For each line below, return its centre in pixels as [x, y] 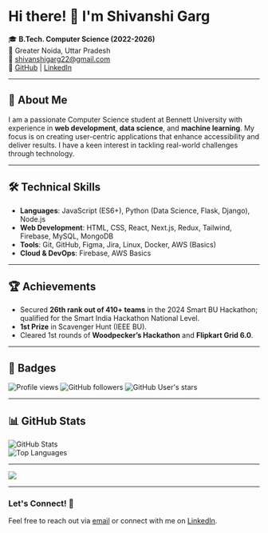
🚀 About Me [38, 100]
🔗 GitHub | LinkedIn [40, 67]
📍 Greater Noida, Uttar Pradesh [59, 50]
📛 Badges [32, 368]
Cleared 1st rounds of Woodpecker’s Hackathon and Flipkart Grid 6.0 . [136, 335]
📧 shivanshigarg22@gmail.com [59, 58]
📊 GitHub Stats [47, 421]
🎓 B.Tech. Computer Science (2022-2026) [82, 38]
